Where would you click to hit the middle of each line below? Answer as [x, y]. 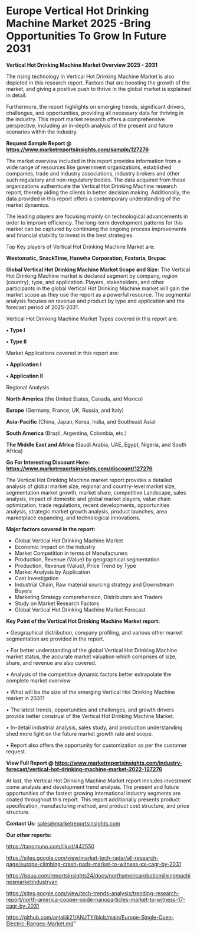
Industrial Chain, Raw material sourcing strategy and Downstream [94, 584]
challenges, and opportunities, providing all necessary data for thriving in [95, 113]
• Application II [24, 376]
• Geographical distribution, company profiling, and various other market [95, 632]
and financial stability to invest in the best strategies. [70, 235]
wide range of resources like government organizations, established [89, 167]
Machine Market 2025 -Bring [78, 23]
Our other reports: [29, 835]
